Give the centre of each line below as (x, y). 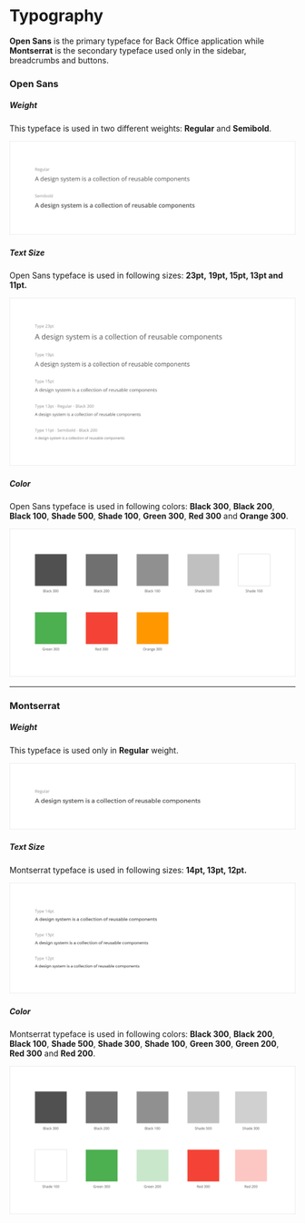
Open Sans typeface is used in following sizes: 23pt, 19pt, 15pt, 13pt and (147, 276)
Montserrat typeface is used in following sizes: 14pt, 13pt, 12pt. (128, 870)
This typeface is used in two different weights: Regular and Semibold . (141, 128)
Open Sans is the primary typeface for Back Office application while (137, 41)
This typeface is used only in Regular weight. (94, 750)
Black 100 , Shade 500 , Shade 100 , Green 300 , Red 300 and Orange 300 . (149, 516)
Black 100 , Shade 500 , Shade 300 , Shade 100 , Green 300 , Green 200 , (144, 1044)
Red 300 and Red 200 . (53, 1053)
